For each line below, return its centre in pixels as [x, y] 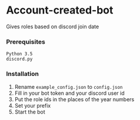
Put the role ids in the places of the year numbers [74, 99]
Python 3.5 [19, 54]
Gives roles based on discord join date [53, 26]
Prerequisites [26, 42]
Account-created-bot [60, 10]
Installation [23, 74]
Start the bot [30, 112]
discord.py [19, 59]
